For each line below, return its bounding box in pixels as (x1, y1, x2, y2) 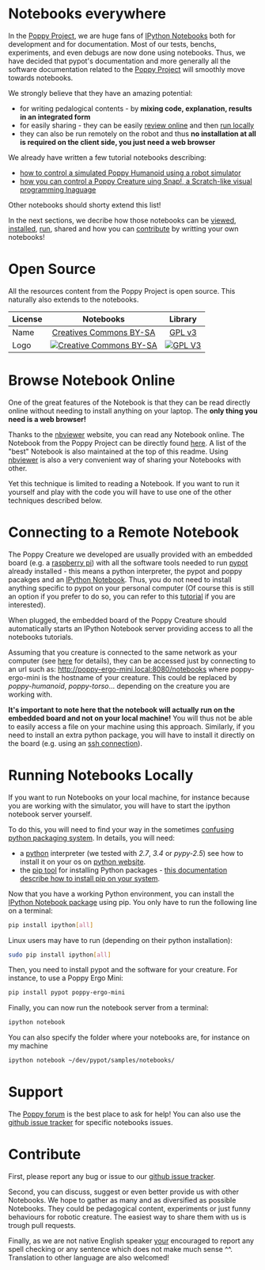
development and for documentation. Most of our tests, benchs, (8, 39, 217, 48)
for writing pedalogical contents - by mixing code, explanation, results (19, 104, 252, 113)
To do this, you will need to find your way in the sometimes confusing (8, 824, 235, 834)
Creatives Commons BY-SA (51, 326, 156, 337)
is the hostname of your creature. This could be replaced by (41, 672, 237, 682)
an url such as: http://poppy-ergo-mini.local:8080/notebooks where (8, 664, 229, 674)
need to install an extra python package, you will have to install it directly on (8, 730, 256, 740)
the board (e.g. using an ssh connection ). (8, 738, 142, 748)
